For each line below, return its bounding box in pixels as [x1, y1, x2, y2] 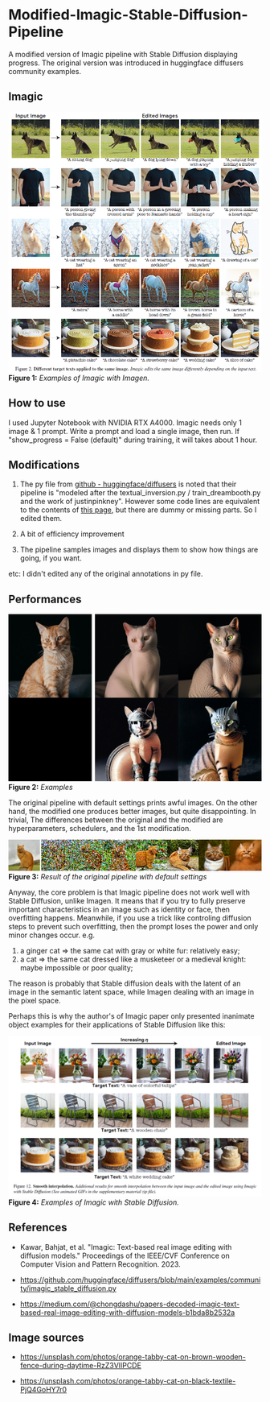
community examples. [8, 66, 82, 76]
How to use [8, 396, 66, 410]
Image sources [8, 1330, 84, 1344]
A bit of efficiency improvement [19, 529, 125, 539]
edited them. [19, 514, 63, 523]
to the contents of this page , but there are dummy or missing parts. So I [19, 505, 257, 515]
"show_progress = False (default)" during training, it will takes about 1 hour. [8, 435, 258, 445]
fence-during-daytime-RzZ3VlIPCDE [19, 1361, 142, 1371]
